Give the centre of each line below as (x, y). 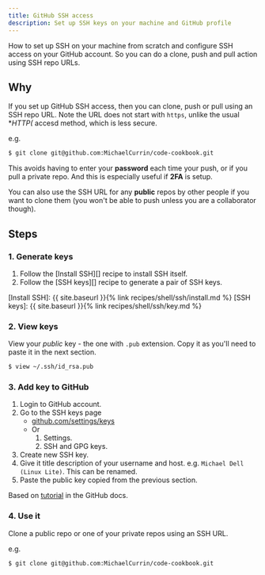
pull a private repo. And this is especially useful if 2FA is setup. (111, 177)
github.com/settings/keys (73, 421)
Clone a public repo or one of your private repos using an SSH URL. (118, 533)
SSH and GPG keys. (76, 447)
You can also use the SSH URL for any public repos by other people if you (129, 192)
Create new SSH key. (54, 455)
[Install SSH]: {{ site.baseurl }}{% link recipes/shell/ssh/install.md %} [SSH (129, 297)
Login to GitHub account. (61, 404)
